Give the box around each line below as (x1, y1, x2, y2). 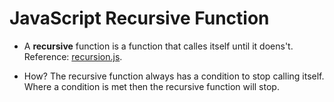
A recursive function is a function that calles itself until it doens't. (23, 40, 294, 52)
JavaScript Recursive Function (9, 7, 270, 30)
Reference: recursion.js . (23, 50, 123, 62)
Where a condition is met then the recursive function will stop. (23, 80, 280, 92)
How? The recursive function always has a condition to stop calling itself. (23, 70, 325, 82)
